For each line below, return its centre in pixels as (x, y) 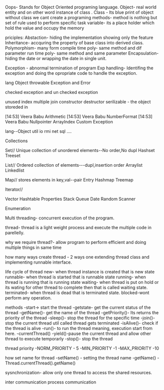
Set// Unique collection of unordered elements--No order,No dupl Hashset (80, 150)
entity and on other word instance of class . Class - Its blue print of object (79, 12)
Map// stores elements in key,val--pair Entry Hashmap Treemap (69, 180)
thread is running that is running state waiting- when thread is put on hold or (82, 282)
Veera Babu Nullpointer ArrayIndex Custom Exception (59, 122)
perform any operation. (28, 298)
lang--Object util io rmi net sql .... (38, 131)
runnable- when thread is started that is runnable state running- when (75, 277)
